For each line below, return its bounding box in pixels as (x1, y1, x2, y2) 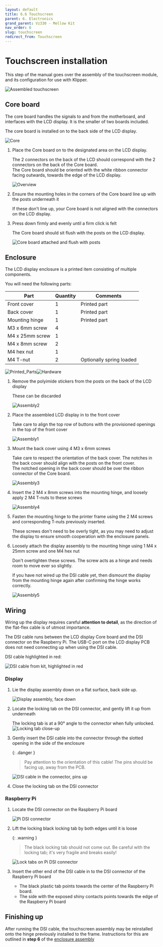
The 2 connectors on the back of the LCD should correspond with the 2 (12, 156, 156, 162)
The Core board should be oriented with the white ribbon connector (12, 167, 148, 172)
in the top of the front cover (12, 427, 68, 432)
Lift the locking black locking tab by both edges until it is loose (12, 825, 137, 831)
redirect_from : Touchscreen (5, 35, 62, 40)
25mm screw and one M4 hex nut (12, 548, 80, 554)
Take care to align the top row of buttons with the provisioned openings (12, 421, 156, 428)
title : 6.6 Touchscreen (5, 12, 54, 17)
